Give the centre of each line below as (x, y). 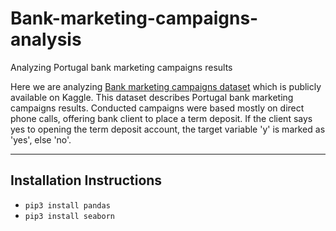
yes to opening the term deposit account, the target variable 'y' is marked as (168, 129)
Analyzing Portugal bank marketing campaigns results (121, 67)
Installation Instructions (86, 180)
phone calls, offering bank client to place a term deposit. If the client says (161, 118)
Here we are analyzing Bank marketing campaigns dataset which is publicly (166, 86)
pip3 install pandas (67, 205)
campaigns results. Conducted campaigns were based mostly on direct (157, 108)
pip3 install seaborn (69, 216)
